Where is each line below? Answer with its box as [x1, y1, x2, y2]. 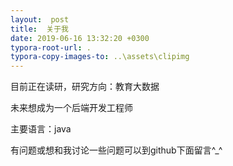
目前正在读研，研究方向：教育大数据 [10, 81, 160, 93]
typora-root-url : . [10, 42, 92, 53]
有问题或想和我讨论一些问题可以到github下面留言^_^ [10, 144, 223, 156]
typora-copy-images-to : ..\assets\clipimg [10, 52, 190, 62]
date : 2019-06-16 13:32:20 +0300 [10, 33, 150, 43]
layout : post [10, 14, 70, 25]
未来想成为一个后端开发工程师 [10, 102, 133, 114]
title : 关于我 [10, 24, 69, 34]
